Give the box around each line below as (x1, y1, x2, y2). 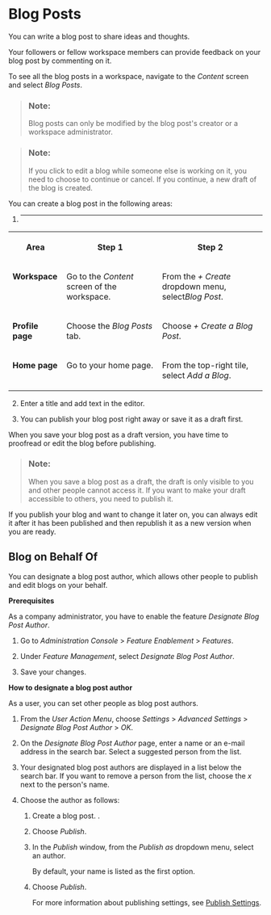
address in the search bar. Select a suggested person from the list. (19, 746, 242, 756)
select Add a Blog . (161, 369, 231, 380)
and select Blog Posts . (8, 80, 83, 90)
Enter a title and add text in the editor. (19, 398, 145, 408)
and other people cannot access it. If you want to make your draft (27, 485, 246, 495)
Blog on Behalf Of (8, 550, 98, 564)
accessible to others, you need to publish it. (27, 493, 173, 503)
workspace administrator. (27, 127, 113, 137)
